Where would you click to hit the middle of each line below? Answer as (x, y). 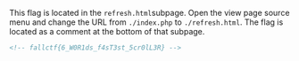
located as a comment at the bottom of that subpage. (107, 31)
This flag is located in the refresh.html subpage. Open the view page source (149, 13)
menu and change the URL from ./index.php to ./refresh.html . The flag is (146, 22)
